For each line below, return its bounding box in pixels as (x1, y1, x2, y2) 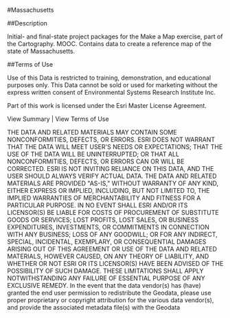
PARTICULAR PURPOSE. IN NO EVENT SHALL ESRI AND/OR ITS (7, 201, 188, 209)
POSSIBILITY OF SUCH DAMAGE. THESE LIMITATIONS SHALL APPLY (7, 267, 204, 275)
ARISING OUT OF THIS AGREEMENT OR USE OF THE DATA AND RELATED (7, 245, 218, 253)
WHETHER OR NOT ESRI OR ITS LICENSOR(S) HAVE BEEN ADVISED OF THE (7, 260, 224, 267)
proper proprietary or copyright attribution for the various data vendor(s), (7, 296, 214, 304)
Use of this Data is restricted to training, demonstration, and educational (7, 73, 211, 82)
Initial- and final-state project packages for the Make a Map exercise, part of (7, 32, 223, 41)
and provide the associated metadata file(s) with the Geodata (7, 304, 181, 311)
